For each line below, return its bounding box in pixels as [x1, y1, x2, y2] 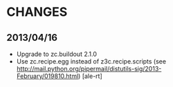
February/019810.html [16, 72, 79, 80]
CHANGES [6, 4, 68, 20]
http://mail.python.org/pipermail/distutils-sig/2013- [16, 65, 162, 72]
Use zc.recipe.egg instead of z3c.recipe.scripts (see [16, 57, 167, 66]
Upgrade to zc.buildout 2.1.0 [16, 50, 98, 58]
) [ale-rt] [78, 72, 103, 80]
